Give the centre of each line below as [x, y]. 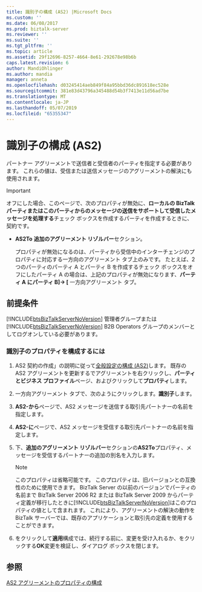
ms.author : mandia [29, 74]
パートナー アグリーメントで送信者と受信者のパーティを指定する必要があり [99, 163]
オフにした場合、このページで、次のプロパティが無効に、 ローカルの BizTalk [101, 203]
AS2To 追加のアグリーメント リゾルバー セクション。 [80, 239]
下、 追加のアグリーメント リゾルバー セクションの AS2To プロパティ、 [101, 447]
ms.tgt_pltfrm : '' [29, 46]
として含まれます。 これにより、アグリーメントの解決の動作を [118, 510]
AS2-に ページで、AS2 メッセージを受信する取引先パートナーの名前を [102, 427]
